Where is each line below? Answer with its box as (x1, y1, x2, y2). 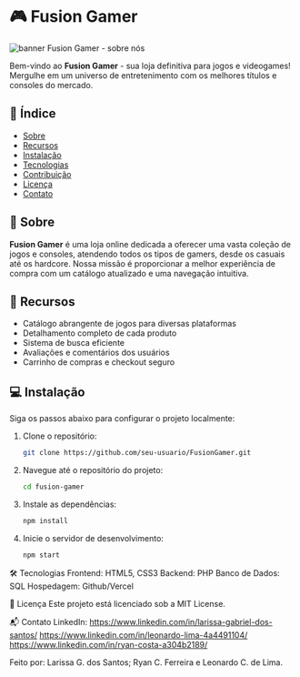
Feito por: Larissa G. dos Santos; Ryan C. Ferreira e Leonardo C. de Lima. (9, 656, 284, 668)
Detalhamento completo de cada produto (22, 328, 177, 338)
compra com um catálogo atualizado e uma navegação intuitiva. (9, 268, 249, 278)
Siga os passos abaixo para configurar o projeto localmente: (9, 413, 235, 424)
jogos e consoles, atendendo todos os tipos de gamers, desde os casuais (9, 248, 285, 259)
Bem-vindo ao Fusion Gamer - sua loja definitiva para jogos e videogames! (9, 60, 291, 71)
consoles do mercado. (9, 79, 94, 90)
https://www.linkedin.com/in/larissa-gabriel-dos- (89, 616, 273, 627)
